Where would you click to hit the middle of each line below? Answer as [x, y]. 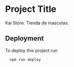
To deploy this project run [32, 50]
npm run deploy [25, 60]
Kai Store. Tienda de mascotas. [37, 23]
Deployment [25, 38]
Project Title [31, 9]
